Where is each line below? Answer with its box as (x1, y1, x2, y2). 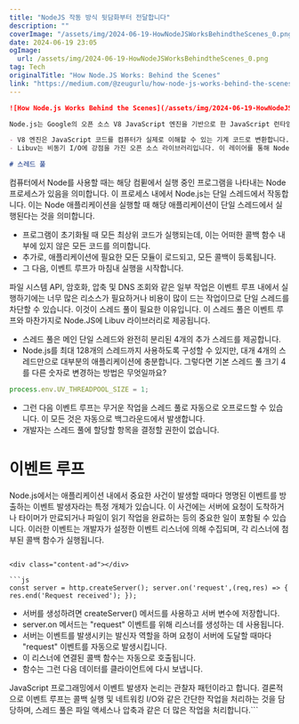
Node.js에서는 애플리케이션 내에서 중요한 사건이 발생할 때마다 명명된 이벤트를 (9, 490, 278, 501)
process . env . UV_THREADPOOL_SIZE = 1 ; (9, 385, 149, 394)
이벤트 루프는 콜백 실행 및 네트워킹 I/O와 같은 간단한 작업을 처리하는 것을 (25, 693, 276, 704)
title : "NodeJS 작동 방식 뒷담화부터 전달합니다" (9, 12, 171, 22)
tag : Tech (9, 63, 46, 72)
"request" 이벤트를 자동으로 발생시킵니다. (21, 641, 167, 652)
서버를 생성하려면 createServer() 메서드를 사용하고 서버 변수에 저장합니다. (21, 607, 280, 618)
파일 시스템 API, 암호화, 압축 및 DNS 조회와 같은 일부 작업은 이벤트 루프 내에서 (9, 282, 279, 292)
